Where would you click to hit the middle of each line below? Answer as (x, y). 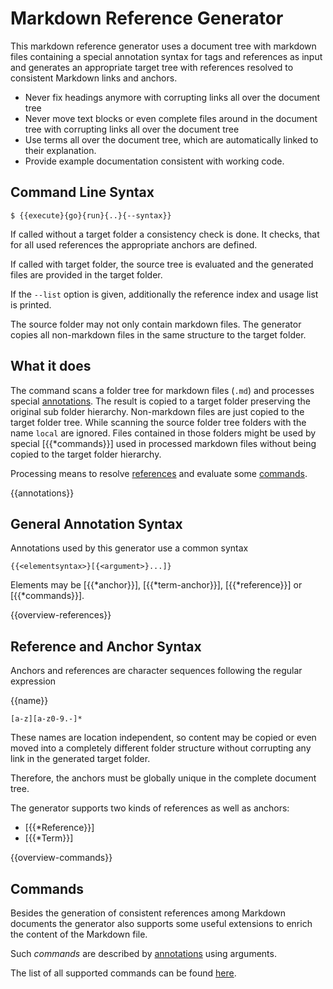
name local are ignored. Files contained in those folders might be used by (163, 433)
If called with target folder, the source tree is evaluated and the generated (162, 264)
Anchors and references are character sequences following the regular (156, 671)
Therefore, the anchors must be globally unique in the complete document (163, 778)
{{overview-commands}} (61, 858)
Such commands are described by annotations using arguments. (143, 953)
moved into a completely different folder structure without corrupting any (161, 748)
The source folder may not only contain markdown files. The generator (156, 324)
